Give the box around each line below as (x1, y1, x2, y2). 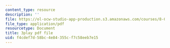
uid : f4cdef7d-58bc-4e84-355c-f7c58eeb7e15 (5, 35, 99, 40)
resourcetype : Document (5, 26, 56, 31)
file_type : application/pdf (5, 21, 65, 26)
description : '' (5, 12, 39, 17)
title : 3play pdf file (5, 30, 53, 35)
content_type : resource (5, 7, 56, 12)
